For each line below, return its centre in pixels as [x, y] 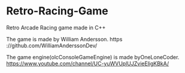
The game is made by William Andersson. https [64, 39]
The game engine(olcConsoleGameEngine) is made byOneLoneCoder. [93, 57]
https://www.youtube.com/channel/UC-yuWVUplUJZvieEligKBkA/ [88, 63]
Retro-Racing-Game [57, 11]
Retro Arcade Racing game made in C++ [56, 28]
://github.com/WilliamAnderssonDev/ [52, 45]
